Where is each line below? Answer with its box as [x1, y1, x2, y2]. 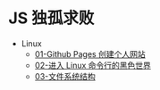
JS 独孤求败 [8, 8, 95, 29]
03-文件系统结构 [34, 70, 96, 81]
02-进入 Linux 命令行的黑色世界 [34, 60, 151, 70]
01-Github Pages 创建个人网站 [34, 48, 146, 59]
